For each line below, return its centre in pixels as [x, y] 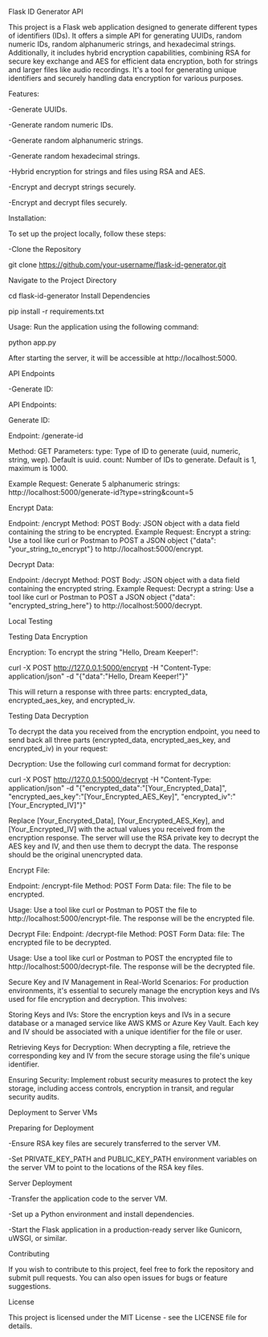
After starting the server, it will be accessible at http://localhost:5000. [123, 358]
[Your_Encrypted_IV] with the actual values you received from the [117, 829]
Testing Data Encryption [48, 636]
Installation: [27, 218]
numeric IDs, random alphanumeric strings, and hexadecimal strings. [122, 44]
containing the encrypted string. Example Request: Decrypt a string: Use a [131, 588]
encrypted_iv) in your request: [58, 748]
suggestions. [30, 1286]
